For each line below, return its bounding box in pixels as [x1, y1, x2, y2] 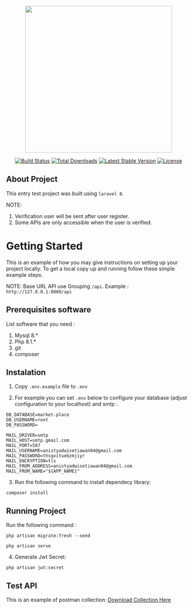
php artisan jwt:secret [6, 565, 65, 571]
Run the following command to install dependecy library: [14, 479, 151, 486]
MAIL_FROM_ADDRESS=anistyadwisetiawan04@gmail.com [6, 463, 133, 469]
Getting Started [6, 239, 83, 252]
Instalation [6, 367, 46, 377]
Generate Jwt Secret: [14, 553, 66, 560]
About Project [6, 174, 58, 184]
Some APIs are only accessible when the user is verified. [14, 219, 153, 226]
